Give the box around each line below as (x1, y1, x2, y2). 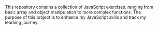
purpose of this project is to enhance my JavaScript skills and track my (5, 15, 146, 20)
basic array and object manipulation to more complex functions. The (5, 9, 141, 15)
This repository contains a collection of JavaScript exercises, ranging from (5, 4, 154, 10)
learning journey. (5, 19, 39, 25)
